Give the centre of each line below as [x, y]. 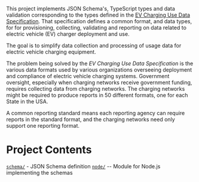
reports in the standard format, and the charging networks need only [91, 119]
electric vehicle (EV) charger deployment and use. [68, 34]
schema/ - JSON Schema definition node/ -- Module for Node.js [83, 166]
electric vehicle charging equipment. [51, 52]
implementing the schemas [39, 172]
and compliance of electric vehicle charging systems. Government [88, 76]
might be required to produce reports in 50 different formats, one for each [97, 95]
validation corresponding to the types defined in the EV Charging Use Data [98, 15]
